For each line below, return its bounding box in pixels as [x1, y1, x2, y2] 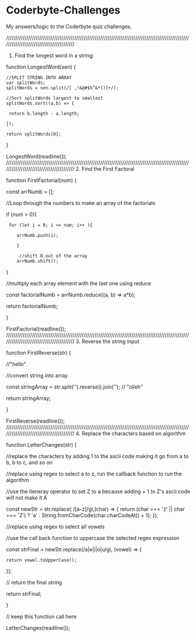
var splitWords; [6, 80, 46, 86]
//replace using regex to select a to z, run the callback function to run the [6, 470, 183, 477]
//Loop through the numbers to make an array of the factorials [6, 199, 156, 206]
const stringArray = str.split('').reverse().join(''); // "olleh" [6, 383, 143, 390]
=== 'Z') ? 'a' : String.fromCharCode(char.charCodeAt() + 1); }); [6, 511, 159, 518]
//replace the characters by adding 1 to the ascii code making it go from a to [6, 453, 189, 460]
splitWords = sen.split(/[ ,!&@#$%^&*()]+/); [6, 85, 119, 91]
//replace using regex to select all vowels [6, 523, 105, 530]
